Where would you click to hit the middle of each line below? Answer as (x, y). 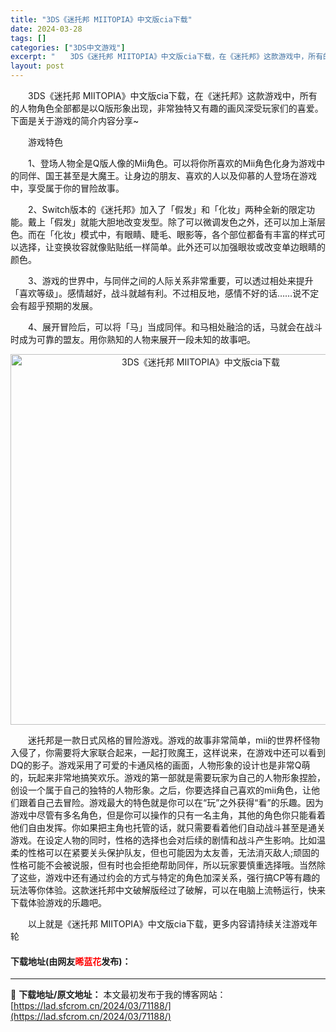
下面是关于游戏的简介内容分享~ (75, 120)
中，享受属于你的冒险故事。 (67, 188)
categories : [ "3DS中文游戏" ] (68, 47)
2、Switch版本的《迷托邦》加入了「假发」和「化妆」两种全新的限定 (167, 209)
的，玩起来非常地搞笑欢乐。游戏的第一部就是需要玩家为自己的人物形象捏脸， (168, 777)
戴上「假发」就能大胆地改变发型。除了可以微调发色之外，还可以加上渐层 (176, 222)
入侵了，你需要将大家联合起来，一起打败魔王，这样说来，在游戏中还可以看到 (168, 752)
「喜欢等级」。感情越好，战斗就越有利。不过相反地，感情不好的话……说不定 (165, 293)
